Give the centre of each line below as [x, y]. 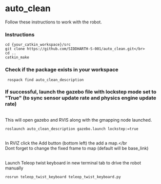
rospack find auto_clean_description [45, 80]
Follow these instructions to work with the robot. [54, 22]
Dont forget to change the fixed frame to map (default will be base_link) [77, 148]
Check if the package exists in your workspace [62, 70]
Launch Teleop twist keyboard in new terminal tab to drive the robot [73, 163]
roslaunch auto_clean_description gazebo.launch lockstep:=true [72, 129]
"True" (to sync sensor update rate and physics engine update [81, 98]
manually [14, 168]
